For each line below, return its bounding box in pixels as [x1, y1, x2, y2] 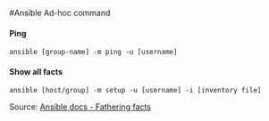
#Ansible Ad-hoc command [9, 8, 111, 18]
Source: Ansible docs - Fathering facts [9, 101, 152, 112]
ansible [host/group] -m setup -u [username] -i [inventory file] [9, 86, 262, 95]
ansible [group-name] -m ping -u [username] [9, 48, 178, 57]
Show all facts [9, 66, 63, 77]
